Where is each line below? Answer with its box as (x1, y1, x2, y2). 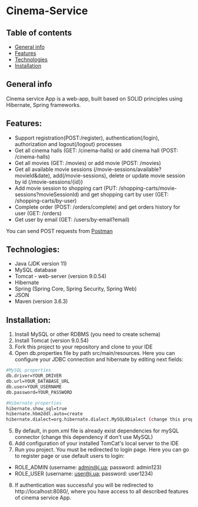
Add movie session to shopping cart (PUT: (14, 185, 118, 192)
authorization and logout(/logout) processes (14, 140, 122, 147)
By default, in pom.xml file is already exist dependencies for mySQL (14, 427, 179, 434)
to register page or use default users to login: (14, 453, 125, 460)
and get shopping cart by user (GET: (80, 190, 169, 198)
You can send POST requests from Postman (6, 227, 113, 234)
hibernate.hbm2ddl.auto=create (6, 411, 83, 417)
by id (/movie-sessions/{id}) (14, 178, 84, 185)
